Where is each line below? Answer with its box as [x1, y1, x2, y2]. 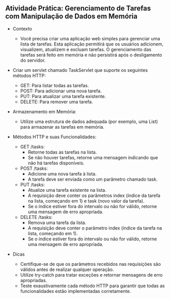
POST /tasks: [20, 165, 48, 171]
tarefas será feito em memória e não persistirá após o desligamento [20, 52, 162, 58]
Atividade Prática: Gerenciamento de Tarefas [5, 4, 151, 13]
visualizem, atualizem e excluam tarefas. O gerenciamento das [20, 46, 152, 53]
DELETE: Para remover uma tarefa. [20, 98, 93, 105]
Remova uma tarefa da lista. [27, 219, 87, 226]
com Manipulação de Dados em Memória [5, 12, 137, 21]
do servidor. [20, 57, 46, 63]
